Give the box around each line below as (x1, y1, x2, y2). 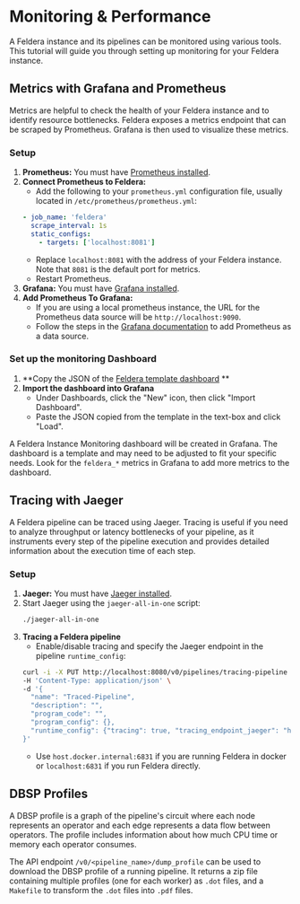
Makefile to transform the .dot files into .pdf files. (9, 884, 193, 895)
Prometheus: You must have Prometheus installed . (21, 167, 211, 178)
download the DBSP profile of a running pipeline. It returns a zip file (9, 865, 258, 876)
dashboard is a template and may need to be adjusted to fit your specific (9, 447, 278, 459)
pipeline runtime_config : (35, 650, 126, 661)
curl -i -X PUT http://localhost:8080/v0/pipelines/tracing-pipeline (21, 667, 288, 677)
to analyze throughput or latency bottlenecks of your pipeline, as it (9, 526, 254, 537)
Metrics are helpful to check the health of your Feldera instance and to (9, 105, 270, 116)
